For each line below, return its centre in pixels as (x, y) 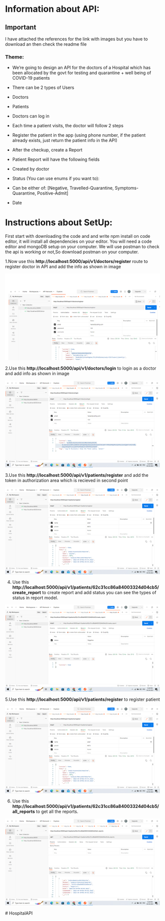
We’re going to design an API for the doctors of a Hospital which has (81, 68)
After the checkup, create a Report (47, 150)
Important (21, 27)
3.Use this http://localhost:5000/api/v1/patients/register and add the (77, 475)
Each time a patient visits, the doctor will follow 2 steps (68, 126)
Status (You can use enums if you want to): (56, 178)
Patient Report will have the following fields (56, 159)
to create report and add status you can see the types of (99, 593)
